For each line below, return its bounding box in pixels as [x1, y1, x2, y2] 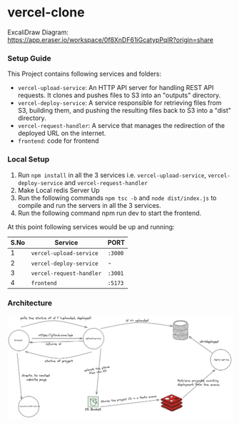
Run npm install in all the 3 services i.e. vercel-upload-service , [17, 171, 207, 179]
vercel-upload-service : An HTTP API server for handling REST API [17, 84, 214, 92]
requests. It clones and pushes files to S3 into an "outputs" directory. [17, 91, 221, 100]
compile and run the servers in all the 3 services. [17, 201, 162, 209]
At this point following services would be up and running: [7, 222, 175, 231]
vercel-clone [7, 4, 85, 21]
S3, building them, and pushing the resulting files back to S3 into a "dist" [17, 106, 232, 115]
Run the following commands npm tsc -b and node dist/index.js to [17, 194, 217, 202]
